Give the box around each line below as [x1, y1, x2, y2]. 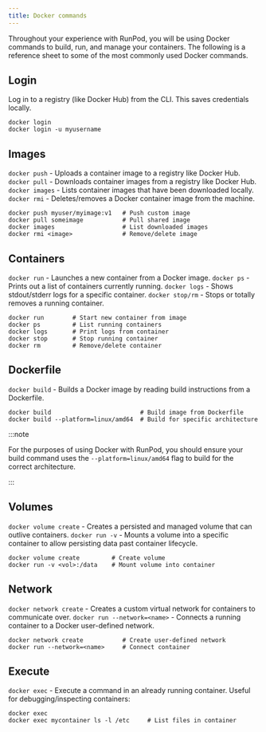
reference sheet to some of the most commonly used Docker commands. [8, 50, 248, 60]
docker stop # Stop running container [8, 335, 158, 343]
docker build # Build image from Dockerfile [8, 408, 244, 416]
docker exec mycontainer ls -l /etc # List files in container [8, 717, 237, 725]
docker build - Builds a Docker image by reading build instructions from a [8, 384, 251, 394]
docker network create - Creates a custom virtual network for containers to [8, 604, 256, 613]
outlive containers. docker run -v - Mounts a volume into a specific [8, 529, 229, 539]
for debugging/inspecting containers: [8, 695, 131, 704]
